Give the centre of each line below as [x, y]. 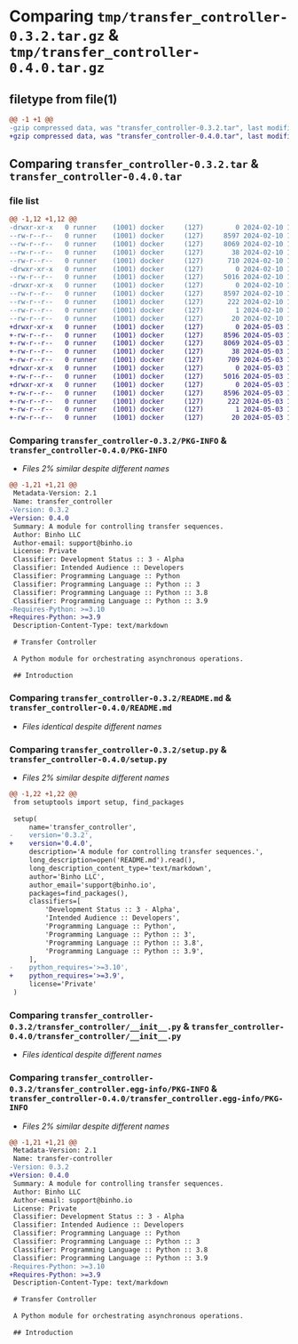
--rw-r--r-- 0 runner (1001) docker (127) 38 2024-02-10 [146, 252]
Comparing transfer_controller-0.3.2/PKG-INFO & [118, 440]
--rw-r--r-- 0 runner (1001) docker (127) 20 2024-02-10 [146, 318]
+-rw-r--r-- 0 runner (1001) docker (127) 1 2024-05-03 [146, 410]
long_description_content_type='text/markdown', [121, 868]
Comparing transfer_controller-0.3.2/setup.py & [118, 749]
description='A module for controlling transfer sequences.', [146, 852]
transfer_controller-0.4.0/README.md [91, 708]
